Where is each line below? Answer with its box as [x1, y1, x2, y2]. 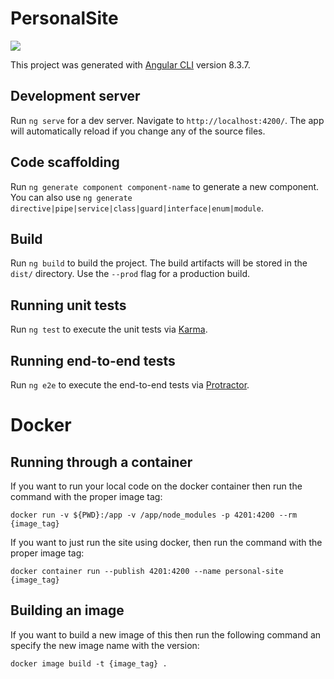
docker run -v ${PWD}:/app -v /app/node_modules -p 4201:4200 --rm [10, 510, 298, 520]
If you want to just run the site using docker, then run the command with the [10, 537, 323, 548]
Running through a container [10, 453, 193, 471]
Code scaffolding [10, 154, 120, 171]
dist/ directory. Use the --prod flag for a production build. [10, 268, 250, 280]
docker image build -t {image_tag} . [10, 658, 168, 669]
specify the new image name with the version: [10, 639, 200, 651]
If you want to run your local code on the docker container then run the [10, 480, 303, 492]
